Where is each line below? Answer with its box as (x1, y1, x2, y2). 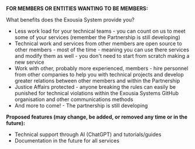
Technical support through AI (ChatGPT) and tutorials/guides (14, 131, 162, 138)
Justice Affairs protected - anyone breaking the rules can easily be (14, 84, 176, 90)
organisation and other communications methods (14, 96, 134, 103)
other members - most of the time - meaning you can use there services (14, 46, 189, 53)
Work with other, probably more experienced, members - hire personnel (14, 65, 189, 72)
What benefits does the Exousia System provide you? (6, 16, 135, 23)
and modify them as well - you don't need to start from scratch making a (14, 53, 190, 59)
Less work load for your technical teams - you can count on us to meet (14, 27, 186, 34)
